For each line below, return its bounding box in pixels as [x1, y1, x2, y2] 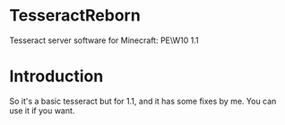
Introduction [9, 66, 104, 87]
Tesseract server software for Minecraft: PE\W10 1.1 [9, 35, 199, 46]
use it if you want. [9, 104, 75, 116]
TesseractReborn [9, 5, 141, 26]
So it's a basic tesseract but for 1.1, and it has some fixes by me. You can [9, 96, 277, 106]
